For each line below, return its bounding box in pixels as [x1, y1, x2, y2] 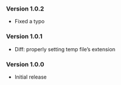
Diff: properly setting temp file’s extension [14, 45, 116, 52]
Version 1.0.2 [6, 5, 44, 13]
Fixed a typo [14, 18, 45, 25]
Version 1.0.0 [6, 60, 44, 68]
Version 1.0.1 [6, 33, 43, 41]
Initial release [14, 73, 47, 80]
